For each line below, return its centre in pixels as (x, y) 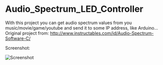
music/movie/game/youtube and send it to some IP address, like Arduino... (82, 28)
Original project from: (27, 33)
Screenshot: (18, 48)
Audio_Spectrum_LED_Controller (74, 9)
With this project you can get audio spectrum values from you (69, 23)
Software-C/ (18, 38)
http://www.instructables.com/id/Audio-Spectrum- (102, 33)
